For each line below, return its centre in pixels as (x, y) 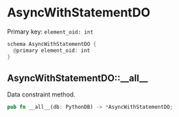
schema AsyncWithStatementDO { (52, 44)
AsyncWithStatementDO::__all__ (78, 78)
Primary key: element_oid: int (50, 31)
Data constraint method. (41, 94)
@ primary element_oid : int (52, 50)
